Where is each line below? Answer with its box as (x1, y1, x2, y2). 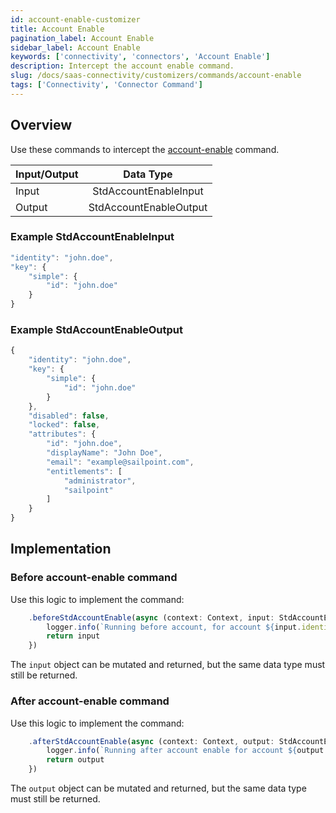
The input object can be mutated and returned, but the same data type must (10, 659, 326, 671)
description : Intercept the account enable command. (10, 61, 235, 71)
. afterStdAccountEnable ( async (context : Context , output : (28, 736, 275, 746)
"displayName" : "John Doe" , (46, 448, 163, 458)
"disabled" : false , (28, 411, 110, 421)
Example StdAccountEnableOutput (10, 323, 183, 337)
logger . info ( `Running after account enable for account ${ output (46, 746, 325, 756)
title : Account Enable (10, 24, 105, 34)
